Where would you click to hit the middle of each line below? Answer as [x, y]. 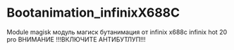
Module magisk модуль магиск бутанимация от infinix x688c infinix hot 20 [117, 32]
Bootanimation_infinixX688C [93, 13]
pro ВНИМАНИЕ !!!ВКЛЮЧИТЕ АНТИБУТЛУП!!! [76, 39]
